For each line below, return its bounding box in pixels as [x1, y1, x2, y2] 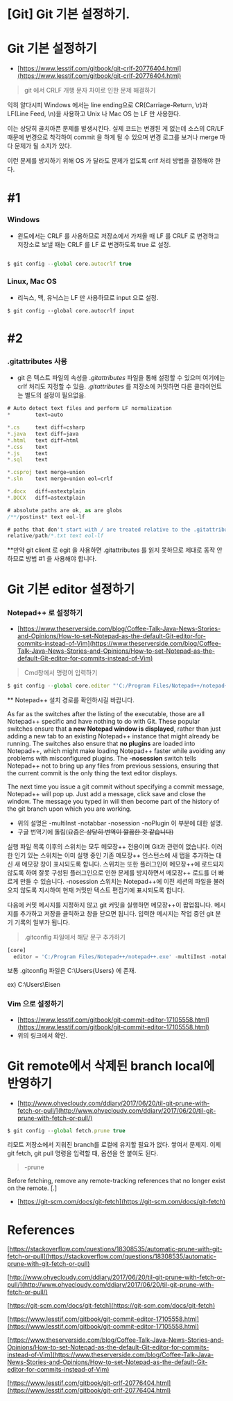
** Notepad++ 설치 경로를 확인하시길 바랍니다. [7, 695, 135, 704]
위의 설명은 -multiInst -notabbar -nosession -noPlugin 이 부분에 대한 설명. [17, 818, 223, 827]
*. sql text [7, 457, 49, 464]
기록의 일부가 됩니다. [14, 918, 71, 926]
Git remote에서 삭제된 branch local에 [7, 1058, 215, 1074]
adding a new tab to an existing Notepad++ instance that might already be [7, 731, 220, 740]
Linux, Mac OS [7, 276, 57, 286]
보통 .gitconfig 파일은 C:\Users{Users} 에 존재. [7, 967, 137, 975]
